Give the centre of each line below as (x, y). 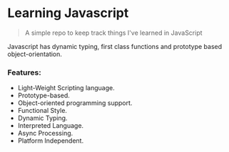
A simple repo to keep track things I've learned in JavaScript (113, 33)
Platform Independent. (51, 141)
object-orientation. (35, 54)
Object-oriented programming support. (75, 103)
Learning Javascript (68, 13)
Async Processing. (45, 134)
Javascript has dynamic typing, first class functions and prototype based (115, 46)
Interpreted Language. (51, 126)
